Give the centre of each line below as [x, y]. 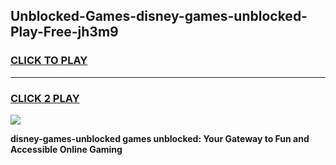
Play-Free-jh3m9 [64, 32]
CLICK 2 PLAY [45, 98]
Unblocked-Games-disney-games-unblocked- [159, 16]
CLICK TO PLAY [49, 61]
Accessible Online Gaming [66, 149]
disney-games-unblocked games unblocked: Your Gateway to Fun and [160, 138]
